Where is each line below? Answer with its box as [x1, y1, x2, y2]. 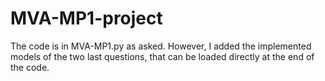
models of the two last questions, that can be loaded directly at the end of [10, 50, 315, 62]
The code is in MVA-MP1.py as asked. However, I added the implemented [10, 40, 312, 52]
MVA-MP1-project [10, 7, 163, 30]
